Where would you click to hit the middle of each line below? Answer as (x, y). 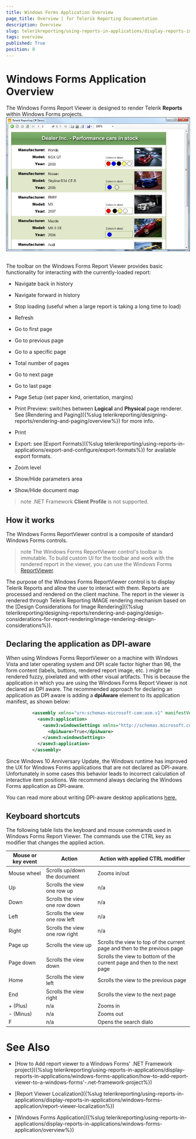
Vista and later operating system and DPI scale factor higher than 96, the (93, 664)
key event (25, 862)
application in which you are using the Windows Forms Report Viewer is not (97, 683)
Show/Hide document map (47, 490)
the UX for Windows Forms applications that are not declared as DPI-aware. (97, 768)
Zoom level (28, 468)
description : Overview (34, 25)
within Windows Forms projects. (45, 114)
